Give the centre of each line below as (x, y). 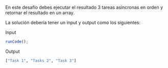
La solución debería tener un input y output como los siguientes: (73, 23)
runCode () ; (17, 42)
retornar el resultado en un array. (40, 13)
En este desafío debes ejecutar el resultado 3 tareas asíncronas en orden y (84, 7)
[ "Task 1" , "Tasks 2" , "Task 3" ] (41, 60)
